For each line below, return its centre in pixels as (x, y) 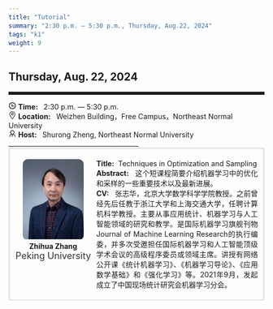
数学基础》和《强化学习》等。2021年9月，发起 (177, 275)
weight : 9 (25, 43)
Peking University (53, 256)
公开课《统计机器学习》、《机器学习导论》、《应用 (177, 264)
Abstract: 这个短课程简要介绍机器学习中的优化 (177, 174)
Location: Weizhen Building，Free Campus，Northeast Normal (125, 117)
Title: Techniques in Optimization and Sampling (177, 164)
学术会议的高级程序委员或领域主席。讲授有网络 (177, 255)
